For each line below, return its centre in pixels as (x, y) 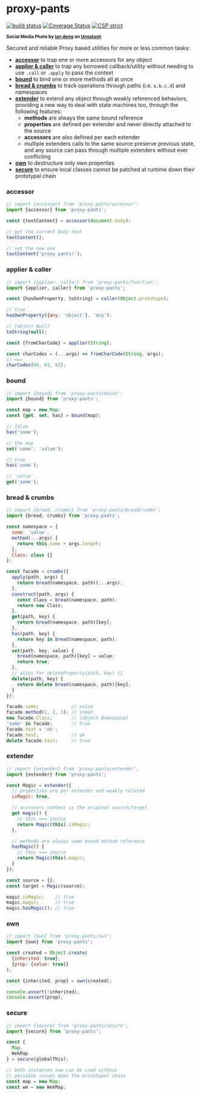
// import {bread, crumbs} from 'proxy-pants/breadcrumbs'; (84, 510)
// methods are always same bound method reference (78, 841)
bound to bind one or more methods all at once (74, 79)
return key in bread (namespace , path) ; (68, 639)
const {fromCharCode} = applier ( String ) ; (59, 343)
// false (17, 427)
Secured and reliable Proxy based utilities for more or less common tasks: (98, 48)
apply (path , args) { (38, 577)
